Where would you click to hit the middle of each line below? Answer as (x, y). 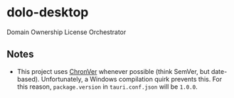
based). (28, 79)
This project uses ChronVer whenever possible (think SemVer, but (113, 71)
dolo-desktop (48, 12)
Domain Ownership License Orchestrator (67, 32)
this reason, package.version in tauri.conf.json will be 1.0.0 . (107, 87)
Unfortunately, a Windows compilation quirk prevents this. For (132, 79)
